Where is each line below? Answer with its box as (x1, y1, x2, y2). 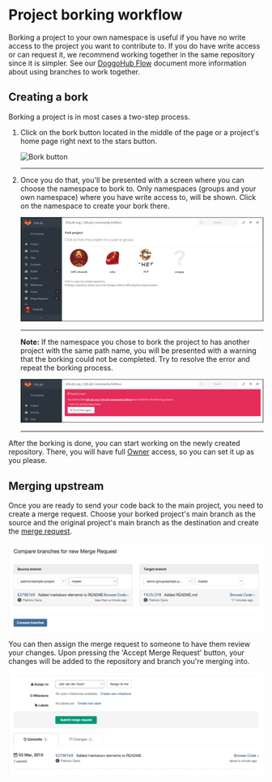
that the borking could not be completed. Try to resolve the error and (19, 355, 251, 364)
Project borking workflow (8, 6, 183, 24)
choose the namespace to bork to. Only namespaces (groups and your (19, 184, 257, 193)
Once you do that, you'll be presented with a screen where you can (19, 175, 244, 185)
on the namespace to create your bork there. (19, 201, 170, 210)
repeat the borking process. (19, 363, 113, 373)
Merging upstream (8, 479, 104, 493)
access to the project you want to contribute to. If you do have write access (8, 40, 261, 50)
